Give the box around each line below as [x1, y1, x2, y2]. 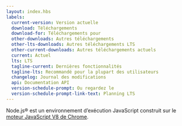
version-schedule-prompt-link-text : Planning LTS [11, 91, 135, 97]
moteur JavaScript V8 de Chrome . [6, 113, 89, 120]
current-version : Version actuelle [11, 19, 99, 25]
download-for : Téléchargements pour [11, 31, 101, 37]
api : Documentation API [11, 80, 69, 86]
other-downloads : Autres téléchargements [11, 36, 114, 42]
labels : [6, 14, 25, 20]
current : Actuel [11, 52, 51, 58]
